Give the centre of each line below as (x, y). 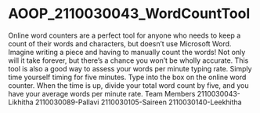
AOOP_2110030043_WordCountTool (129, 14)
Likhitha (21, 102)
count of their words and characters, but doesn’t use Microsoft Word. (120, 43)
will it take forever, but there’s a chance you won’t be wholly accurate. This (128, 60)
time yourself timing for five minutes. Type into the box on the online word (127, 77)
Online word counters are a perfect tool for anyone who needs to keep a (125, 35)
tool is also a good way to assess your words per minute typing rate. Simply (130, 68)
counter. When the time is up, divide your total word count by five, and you (128, 85)
